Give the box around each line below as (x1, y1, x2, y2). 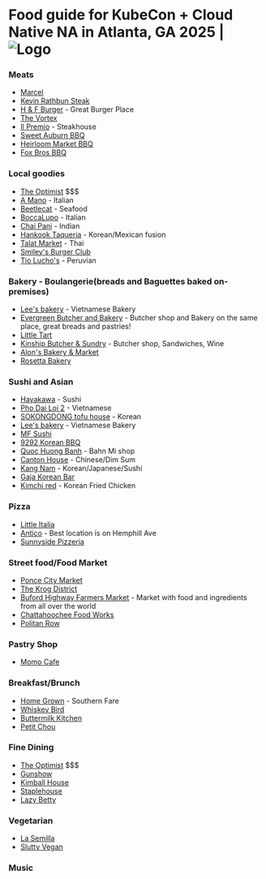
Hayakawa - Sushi (19, 395, 82, 405)
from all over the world (19, 601, 97, 611)
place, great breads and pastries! (19, 322, 131, 332)
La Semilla (19, 834, 55, 843)
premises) (8, 285, 49, 297)
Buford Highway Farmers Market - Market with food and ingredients (19, 592, 247, 602)
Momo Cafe (19, 657, 60, 667)
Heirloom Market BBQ (19, 139, 93, 149)
